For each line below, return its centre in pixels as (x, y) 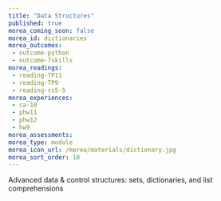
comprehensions (36, 188)
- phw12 (24, 120)
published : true (35, 23)
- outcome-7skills (42, 61)
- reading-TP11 (37, 75)
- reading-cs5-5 (39, 90)
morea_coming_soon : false (51, 30)
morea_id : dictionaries (48, 38)
